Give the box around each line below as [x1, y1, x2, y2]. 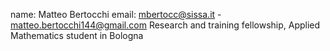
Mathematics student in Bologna [10, 30, 144, 41]
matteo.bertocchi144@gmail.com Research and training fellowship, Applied [10, 19, 321, 31]
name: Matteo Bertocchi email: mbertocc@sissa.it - [10, 9, 222, 20]
